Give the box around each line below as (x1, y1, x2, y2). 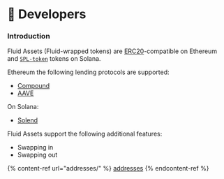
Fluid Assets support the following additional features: (7, 129, 163, 138)
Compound (17, 82, 50, 90)
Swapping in (17, 143, 54, 152)
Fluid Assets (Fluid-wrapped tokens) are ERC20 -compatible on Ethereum (7, 47, 218, 55)
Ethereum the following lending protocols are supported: (7, 68, 170, 76)
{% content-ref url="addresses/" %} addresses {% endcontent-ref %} (7, 164, 209, 173)
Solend (17, 116, 38, 124)
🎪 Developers (7, 6, 87, 22)
